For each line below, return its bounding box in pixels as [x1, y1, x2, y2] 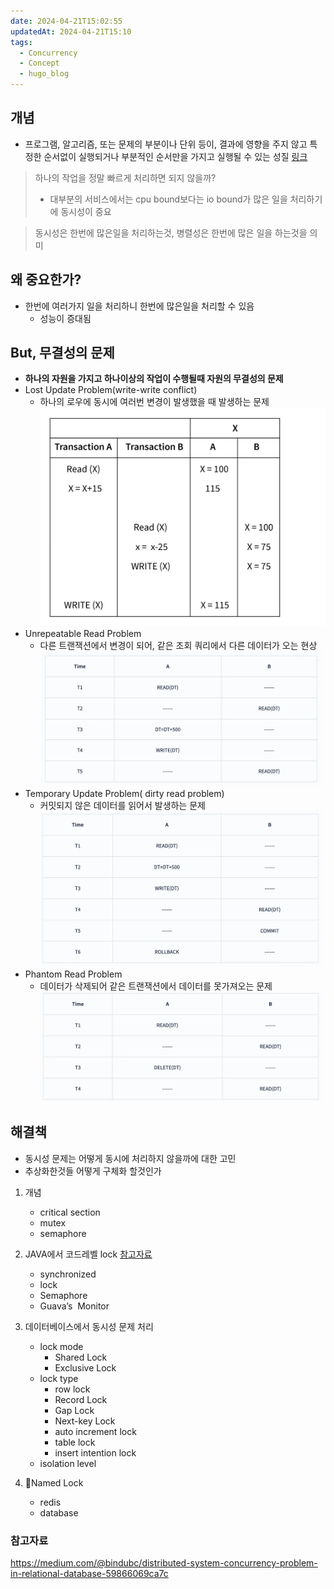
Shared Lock [54, 1351, 108, 1363]
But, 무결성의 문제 [10, 345, 115, 362]
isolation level [39, 1457, 97, 1469]
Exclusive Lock [54, 1361, 117, 1374]
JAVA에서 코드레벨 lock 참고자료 [24, 1248, 153, 1260]
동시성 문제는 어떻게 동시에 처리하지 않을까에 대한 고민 [24, 1152, 237, 1164]
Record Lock [54, 1393, 108, 1405]
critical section [39, 1206, 101, 1218]
